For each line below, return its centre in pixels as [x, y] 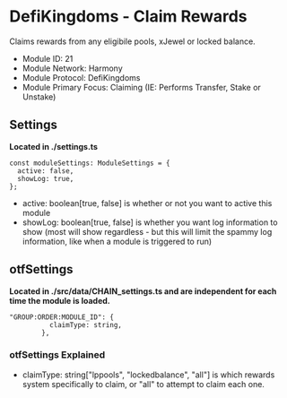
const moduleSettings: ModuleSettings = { [90, 163]
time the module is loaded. [60, 300]
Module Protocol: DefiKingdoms [81, 77]
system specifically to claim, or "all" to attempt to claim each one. [143, 384]
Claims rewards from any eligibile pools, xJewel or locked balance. [132, 41]
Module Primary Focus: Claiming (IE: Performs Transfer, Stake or [142, 87]
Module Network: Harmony [72, 68]
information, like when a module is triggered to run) [117, 241]
